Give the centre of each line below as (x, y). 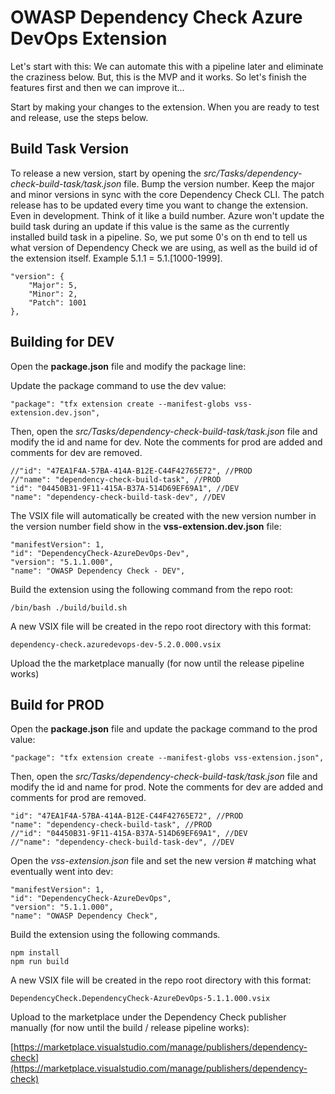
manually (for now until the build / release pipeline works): (130, 1028)
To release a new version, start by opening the (106, 173)
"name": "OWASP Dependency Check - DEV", (98, 571)
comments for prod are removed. (78, 798)
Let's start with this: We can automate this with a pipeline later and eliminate (167, 66)
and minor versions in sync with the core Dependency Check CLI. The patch (167, 194)
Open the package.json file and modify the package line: (128, 366)
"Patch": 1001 (57, 302)
